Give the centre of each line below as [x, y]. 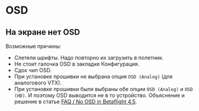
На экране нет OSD [43, 32]
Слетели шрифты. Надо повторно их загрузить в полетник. [89, 58]
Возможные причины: [34, 46]
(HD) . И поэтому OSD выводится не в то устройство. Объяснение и [99, 95]
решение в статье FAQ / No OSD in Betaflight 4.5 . [75, 102]
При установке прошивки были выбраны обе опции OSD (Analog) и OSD [103, 89]
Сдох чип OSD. [33, 70]
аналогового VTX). [38, 83]
